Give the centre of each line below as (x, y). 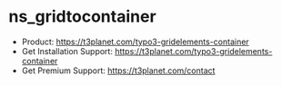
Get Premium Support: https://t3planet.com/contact (118, 71)
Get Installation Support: (67, 51)
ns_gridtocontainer (82, 17)
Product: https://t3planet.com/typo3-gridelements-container (135, 42)
